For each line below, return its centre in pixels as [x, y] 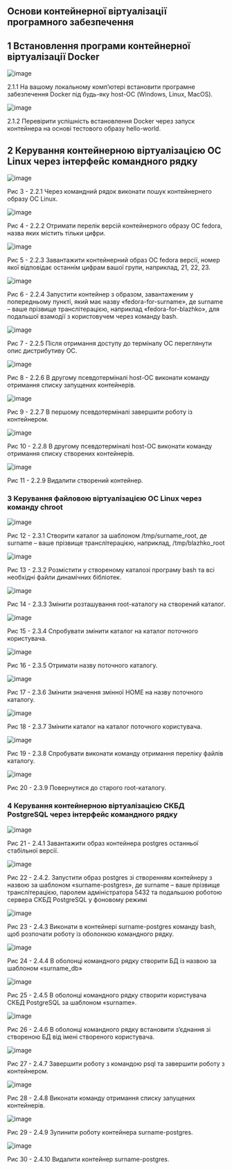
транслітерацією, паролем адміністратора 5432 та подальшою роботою [115, 892]
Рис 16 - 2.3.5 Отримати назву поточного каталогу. [82, 665]
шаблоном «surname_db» [45, 968]
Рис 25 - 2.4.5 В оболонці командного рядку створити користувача [107, 995]
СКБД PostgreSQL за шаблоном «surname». [72, 1002]
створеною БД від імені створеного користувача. [81, 1037]
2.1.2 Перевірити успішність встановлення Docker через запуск [101, 122]
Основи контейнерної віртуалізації [87, 11]
